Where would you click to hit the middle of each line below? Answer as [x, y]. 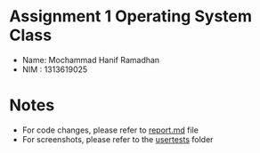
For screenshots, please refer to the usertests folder [118, 139]
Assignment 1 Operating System [130, 16]
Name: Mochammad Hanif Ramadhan [91, 60]
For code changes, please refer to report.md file [110, 130]
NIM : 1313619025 [55, 69]
